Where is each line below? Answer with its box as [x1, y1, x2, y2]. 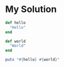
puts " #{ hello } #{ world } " [5, 57, 59, 62]
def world [5, 39, 26, 44]
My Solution [5, 4, 57, 15]
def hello [5, 20, 26, 25]
